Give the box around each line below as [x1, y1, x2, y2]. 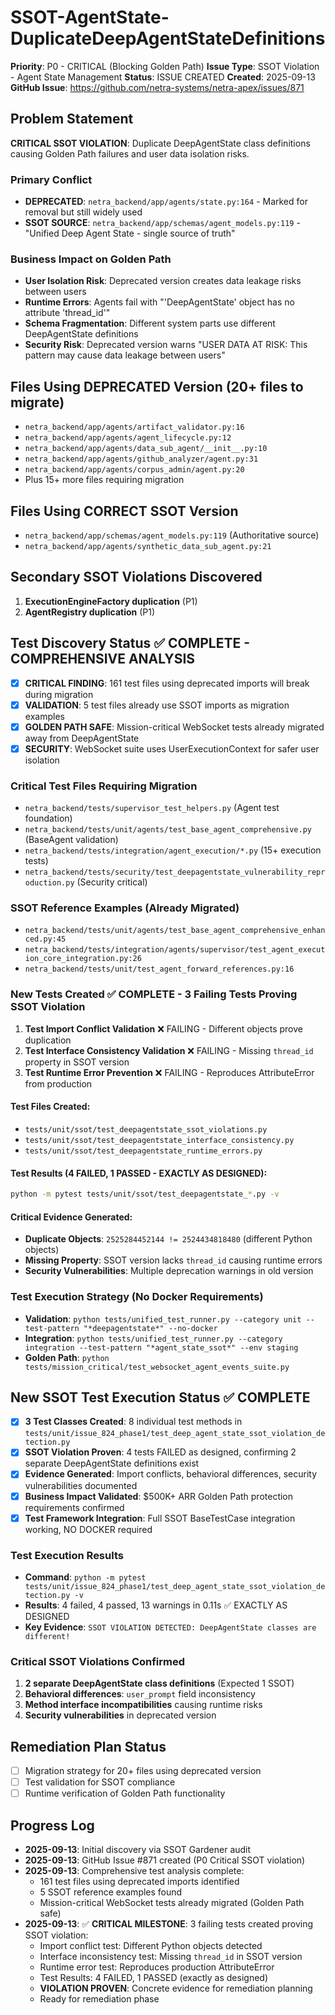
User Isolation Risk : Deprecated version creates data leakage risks [24, 275, 302, 287]
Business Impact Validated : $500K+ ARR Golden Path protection [24, 1490, 294, 1502]
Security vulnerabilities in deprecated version [24, 1709, 217, 1721]
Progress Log [10, 1817, 95, 1834]
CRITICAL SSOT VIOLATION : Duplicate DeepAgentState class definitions [10, 137, 311, 149]
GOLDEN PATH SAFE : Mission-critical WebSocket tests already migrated [24, 721, 325, 733]
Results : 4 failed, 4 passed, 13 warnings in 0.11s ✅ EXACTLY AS [24, 1599, 288, 1611]
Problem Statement [10, 111, 134, 128]
